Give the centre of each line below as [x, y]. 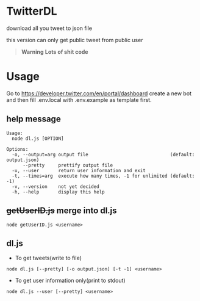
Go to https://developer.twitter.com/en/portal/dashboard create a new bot [99, 93]
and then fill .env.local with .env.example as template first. [79, 100]
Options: [17, 149]
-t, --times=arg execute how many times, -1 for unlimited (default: [103, 176]
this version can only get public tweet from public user [75, 40]
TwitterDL [32, 11]
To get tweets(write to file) [48, 258]
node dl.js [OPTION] [38, 139]
